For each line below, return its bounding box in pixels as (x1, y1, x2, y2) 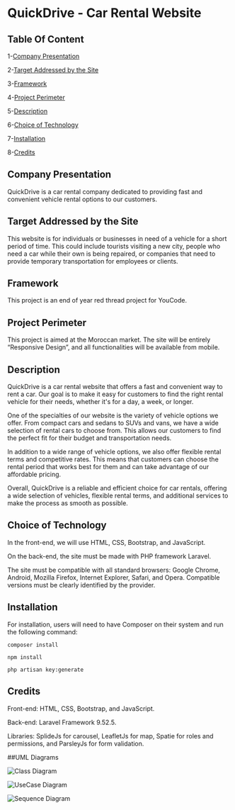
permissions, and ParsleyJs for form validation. (7, 739, 144, 748)
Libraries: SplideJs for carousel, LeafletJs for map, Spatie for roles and (7, 731, 214, 740)
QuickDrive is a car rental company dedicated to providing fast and (7, 187, 203, 196)
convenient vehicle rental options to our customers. (7, 195, 158, 203)
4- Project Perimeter (7, 94, 66, 101)
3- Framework (7, 79, 47, 88)
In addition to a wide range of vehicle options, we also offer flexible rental (7, 448, 222, 456)
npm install (7, 653, 42, 660)
